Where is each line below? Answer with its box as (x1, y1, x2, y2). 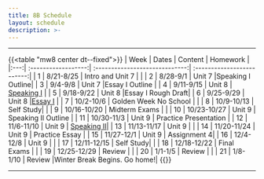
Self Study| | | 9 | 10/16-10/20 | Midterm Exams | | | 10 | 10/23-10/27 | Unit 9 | (8, 105, 257, 115)
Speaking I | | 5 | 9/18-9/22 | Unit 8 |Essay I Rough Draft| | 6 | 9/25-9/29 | (8, 88, 245, 98)
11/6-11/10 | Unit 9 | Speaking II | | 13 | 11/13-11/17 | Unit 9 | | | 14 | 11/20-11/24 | (8, 122, 255, 131)
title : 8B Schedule (8, 11, 72, 20)
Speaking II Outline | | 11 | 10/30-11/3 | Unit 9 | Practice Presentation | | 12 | (8, 113, 247, 122)
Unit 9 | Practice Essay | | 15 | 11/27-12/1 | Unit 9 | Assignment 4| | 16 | (8, 130, 233, 140)
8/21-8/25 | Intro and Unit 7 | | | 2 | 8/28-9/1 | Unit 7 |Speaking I (46, 71, 251, 81)
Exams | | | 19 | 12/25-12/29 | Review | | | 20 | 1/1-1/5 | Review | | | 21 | (8, 147, 232, 156)
